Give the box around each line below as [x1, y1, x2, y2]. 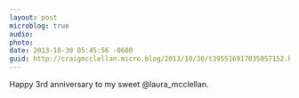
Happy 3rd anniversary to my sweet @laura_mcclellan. [9, 79, 209, 89]
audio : [9, 29, 34, 38]
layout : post [9, 12, 58, 22]
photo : [9, 37, 34, 47]
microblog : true [9, 21, 69, 30]
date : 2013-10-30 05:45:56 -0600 [9, 46, 133, 55]
